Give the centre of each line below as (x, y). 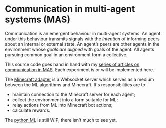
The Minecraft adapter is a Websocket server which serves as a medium (80, 79)
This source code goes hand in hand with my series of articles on (72, 64)
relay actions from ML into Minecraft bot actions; (62, 105)
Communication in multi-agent (70, 9)
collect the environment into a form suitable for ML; (65, 100)
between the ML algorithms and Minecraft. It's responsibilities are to (75, 85)
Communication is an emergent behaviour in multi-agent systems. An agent (83, 33)
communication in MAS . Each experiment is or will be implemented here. (80, 70)
